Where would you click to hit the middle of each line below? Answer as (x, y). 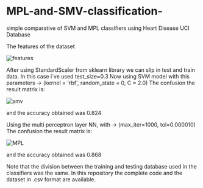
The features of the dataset (41, 46)
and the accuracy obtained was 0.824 (54, 113)
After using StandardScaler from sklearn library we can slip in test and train (101, 70)
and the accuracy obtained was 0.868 (54, 155)
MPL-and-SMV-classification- (84, 11)
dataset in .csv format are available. (51, 179)
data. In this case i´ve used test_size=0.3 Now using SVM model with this (98, 76)
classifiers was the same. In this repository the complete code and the (94, 173)
